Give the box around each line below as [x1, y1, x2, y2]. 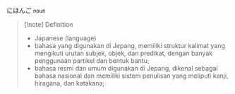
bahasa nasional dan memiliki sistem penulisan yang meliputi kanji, [34, 71, 229, 80]
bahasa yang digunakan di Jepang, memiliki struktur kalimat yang [34, 42, 225, 49]
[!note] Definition [23, 20, 73, 28]
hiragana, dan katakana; [34, 79, 105, 87]
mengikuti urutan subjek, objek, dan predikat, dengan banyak [34, 49, 213, 57]
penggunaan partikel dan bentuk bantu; [34, 57, 150, 65]
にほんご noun [6, 6, 46, 14]
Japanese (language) [34, 34, 97, 42]
